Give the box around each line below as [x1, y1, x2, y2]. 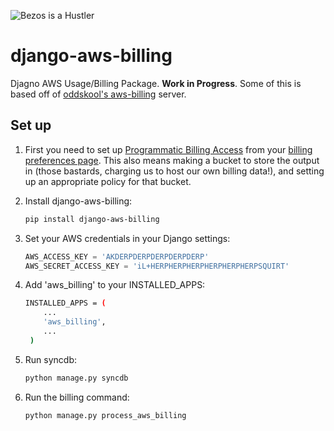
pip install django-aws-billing [24, 214, 160, 224]
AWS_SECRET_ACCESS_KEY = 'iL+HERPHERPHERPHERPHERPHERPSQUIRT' [24, 261, 290, 271]
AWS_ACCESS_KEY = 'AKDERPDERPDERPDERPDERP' [24, 251, 210, 262]
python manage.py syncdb [24, 373, 129, 383]
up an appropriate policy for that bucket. [24, 175, 192, 187]
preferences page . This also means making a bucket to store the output [24, 154, 320, 166]
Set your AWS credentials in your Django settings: [24, 232, 231, 244]
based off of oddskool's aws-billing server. [10, 88, 187, 100]
